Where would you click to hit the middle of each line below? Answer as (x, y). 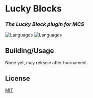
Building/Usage (30, 50)
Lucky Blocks (34, 9)
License (18, 78)
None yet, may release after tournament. (47, 63)
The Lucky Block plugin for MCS (45, 24)
